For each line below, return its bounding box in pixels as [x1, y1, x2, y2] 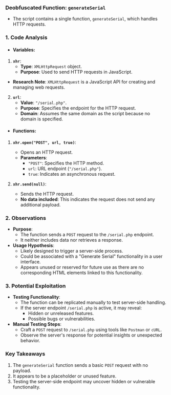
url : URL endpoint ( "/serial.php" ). [28, 165, 102, 172]
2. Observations [5, 214, 46, 221]
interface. [20, 258, 41, 265]
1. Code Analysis [5, 34, 48, 41]
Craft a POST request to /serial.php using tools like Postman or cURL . [20, 327, 162, 333]
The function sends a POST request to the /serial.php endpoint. [20, 231, 155, 237]
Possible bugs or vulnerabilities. [28, 316, 96, 322]
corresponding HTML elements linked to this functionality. [20, 269, 143, 276]
